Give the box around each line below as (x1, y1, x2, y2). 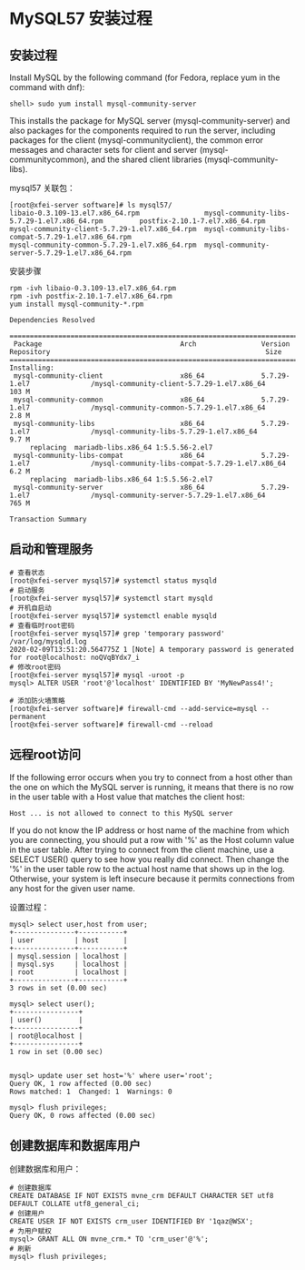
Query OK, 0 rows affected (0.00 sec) (9, 1111, 156, 1120)
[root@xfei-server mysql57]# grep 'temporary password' (9, 629, 225, 638)
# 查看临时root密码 (9, 621, 75, 630)
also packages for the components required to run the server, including (9, 125, 276, 136)
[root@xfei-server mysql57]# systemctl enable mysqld (9, 611, 218, 620)
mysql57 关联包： (9, 183, 75, 193)
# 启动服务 (9, 585, 45, 594)
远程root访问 (9, 747, 82, 763)
